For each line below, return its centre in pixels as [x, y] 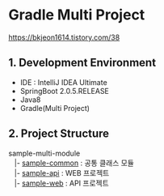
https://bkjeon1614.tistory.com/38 [64, 37]
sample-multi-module [44, 153]
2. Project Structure [59, 134]
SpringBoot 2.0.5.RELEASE [64, 91]
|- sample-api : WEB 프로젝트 [62, 173]
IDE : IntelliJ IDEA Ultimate [63, 82]
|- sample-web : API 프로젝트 [61, 183]
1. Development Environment [82, 63]
